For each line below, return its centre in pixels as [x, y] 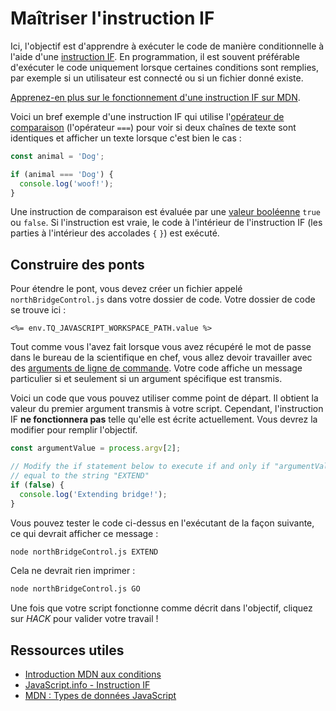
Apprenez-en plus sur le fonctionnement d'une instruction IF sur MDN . [155, 97]
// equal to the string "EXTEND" [80, 476]
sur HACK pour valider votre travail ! [84, 619]
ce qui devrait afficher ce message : [84, 533]
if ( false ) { [37, 485]
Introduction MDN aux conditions [93, 674]
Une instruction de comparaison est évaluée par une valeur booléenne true [165, 212]
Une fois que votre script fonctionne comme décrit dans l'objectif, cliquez [161, 608]
